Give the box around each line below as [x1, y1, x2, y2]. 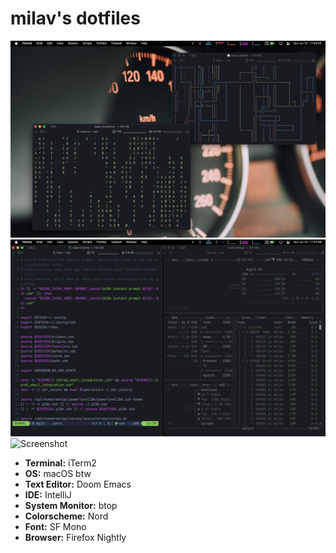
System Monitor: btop [24, 499, 118, 511]
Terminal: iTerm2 [24, 457, 97, 469]
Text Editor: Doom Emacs [24, 478, 132, 490]
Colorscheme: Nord [24, 510, 109, 522]
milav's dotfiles [10, 7, 141, 30]
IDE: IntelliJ [24, 488, 72, 501]
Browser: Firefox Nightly [24, 531, 127, 543]
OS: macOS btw [24, 467, 92, 479]
